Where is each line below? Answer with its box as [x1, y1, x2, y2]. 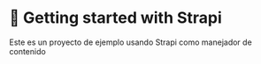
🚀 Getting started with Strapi [9, 8, 223, 28]
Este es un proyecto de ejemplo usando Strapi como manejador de [9, 37, 252, 47]
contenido [9, 46, 46, 56]
